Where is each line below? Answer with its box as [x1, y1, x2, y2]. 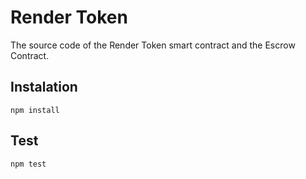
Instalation [10, 79, 78, 96]
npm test [10, 159, 47, 169]
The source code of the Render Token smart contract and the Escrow [10, 39, 296, 51]
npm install [10, 105, 60, 115]
